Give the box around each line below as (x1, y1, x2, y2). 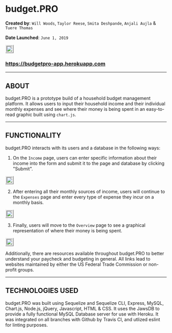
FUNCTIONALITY (5, 131, 61, 140)
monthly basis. (12, 199, 44, 205)
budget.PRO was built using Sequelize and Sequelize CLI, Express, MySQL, (5, 300, 164, 306)
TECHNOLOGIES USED (5, 286, 78, 295)
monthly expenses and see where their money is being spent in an (5, 106, 145, 112)
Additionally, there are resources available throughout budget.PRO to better (5, 250, 164, 257)
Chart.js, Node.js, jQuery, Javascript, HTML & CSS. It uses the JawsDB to (5, 305, 160, 311)
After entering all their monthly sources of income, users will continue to (12, 188, 165, 194)
